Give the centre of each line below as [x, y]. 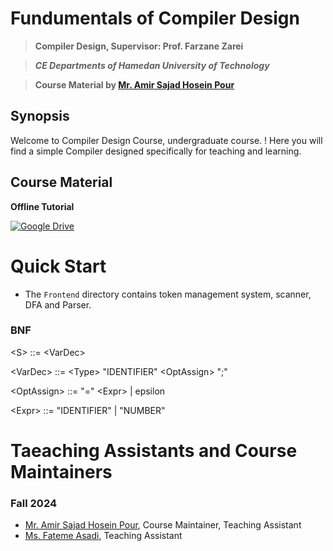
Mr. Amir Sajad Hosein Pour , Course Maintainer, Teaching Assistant [163, 525]
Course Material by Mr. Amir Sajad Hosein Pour [134, 84]
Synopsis [40, 116]
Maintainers [61, 471]
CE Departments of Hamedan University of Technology [152, 65]
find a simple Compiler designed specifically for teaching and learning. [156, 151]
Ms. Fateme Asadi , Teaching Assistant [103, 536]
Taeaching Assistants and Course [154, 450]
